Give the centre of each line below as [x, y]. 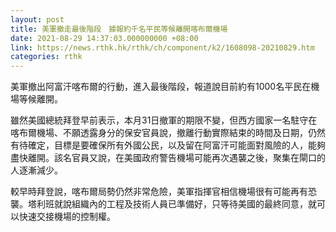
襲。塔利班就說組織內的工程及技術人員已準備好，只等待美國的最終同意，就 [163, 204]
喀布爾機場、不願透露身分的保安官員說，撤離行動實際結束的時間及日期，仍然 [168, 133]
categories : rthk [46, 57]
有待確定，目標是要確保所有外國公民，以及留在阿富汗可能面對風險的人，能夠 [168, 145]
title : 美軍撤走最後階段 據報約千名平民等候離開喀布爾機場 [119, 29]
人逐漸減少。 [36, 170]
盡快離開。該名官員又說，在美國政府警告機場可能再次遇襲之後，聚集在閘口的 [168, 158]
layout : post [37, 19]
